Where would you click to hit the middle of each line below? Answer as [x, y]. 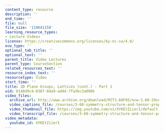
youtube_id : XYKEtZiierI [35, 123]
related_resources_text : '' [34, 69]
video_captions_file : [31, 105]
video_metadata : [21, 118]
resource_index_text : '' [30, 73]
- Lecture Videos [23, 37]
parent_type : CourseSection [34, 64]
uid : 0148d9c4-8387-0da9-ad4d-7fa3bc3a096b [50, 91]
